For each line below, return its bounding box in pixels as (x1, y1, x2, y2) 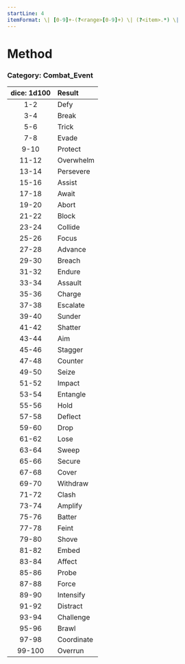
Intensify (57, 590, 86, 600)
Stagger (57, 344, 84, 354)
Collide (57, 222, 80, 232)
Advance (57, 244, 87, 254)
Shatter (57, 322, 81, 332)
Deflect (57, 412, 81, 421)
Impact (57, 378, 80, 388)
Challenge (57, 612, 90, 621)
